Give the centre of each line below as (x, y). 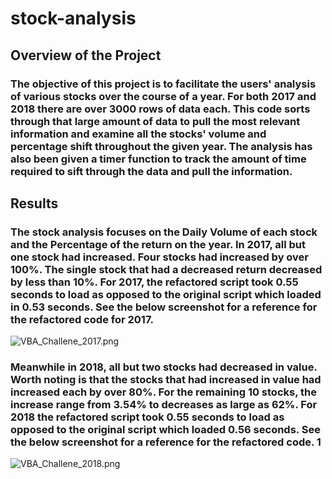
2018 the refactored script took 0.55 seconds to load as (147, 417)
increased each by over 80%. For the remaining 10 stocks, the (163, 392)
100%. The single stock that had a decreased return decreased (166, 269)
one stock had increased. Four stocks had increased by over (160, 257)
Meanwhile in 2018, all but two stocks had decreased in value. (164, 367)
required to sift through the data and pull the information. (151, 171)
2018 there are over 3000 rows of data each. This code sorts (160, 109)
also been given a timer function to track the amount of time (158, 159)
